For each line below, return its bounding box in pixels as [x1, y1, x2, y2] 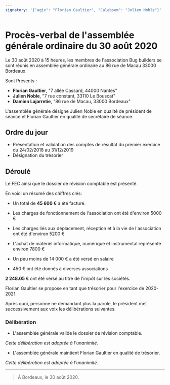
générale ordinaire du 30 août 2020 [5, 40, 158, 51]
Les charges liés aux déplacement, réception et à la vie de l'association [12, 226, 162, 232]
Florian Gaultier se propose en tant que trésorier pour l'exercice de [5, 285, 145, 292]
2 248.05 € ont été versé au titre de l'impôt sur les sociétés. [5, 275, 131, 282]
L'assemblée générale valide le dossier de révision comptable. [12, 330, 143, 336]
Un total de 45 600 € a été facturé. [12, 200, 86, 206]
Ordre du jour [5, 128, 48, 137]
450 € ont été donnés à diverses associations [12, 266, 108, 272]
